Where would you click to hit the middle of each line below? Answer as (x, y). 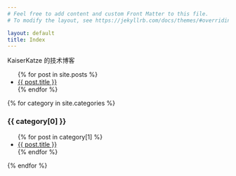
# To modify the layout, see (50, 20)
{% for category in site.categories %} (61, 103)
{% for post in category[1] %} (60, 137)
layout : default (31, 33)
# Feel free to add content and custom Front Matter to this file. (108, 14)
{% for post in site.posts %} (58, 75)
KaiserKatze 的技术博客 (41, 61)
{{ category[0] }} (37, 122)
